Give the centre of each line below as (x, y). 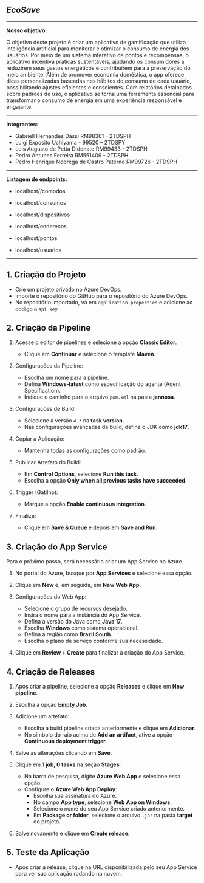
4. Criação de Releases (51, 672)
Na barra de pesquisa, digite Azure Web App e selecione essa (102, 777)
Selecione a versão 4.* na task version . (74, 421)
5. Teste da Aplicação (48, 852)
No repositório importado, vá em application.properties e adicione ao (104, 302)
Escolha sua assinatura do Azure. (75, 796)
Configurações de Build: (45, 409)
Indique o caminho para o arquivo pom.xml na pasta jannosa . (100, 397)
